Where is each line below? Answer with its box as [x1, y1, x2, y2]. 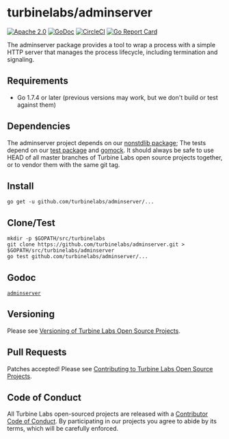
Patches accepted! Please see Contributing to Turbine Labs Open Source [7, 364, 213, 373]
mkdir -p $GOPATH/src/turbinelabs [7, 235, 106, 242]
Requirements [7, 75, 68, 87]
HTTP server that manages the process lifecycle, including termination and [7, 48, 218, 56]
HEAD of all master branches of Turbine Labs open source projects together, [7, 153, 223, 162]
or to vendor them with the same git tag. [7, 160, 120, 168]
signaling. [7, 55, 35, 63]
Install [7, 180, 34, 192]
